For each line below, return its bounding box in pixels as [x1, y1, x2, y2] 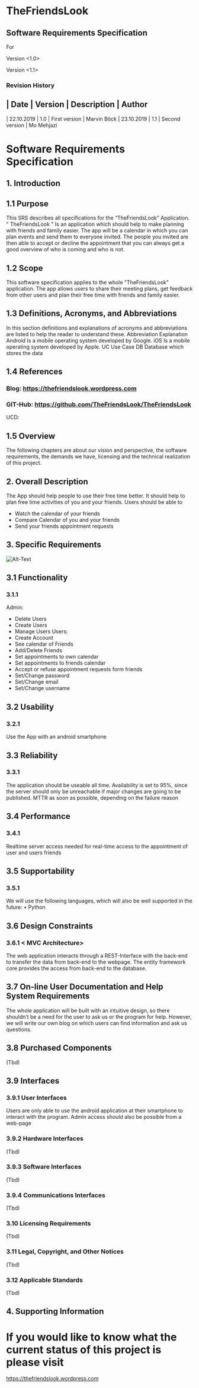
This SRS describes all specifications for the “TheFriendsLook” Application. [6, 215, 190, 222]
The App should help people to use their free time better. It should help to [6, 492, 185, 499]
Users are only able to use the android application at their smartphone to [6, 1107, 184, 1114]
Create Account [14, 634, 53, 642]
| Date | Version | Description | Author [6, 100, 148, 110]
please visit [6, 1355, 64, 1369]
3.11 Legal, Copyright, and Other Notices [6, 1247, 124, 1256]
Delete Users [14, 615, 47, 623]
